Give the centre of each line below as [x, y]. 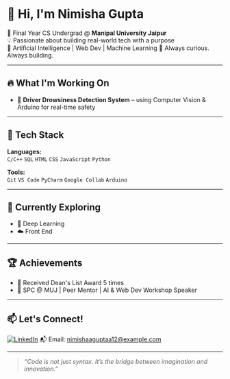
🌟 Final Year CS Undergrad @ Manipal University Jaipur [87, 33]
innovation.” [41, 369]
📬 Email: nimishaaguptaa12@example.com [100, 339]
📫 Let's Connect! [45, 319]
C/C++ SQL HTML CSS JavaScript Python [59, 159]
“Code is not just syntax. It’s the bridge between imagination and [115, 362]
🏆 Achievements [45, 263]
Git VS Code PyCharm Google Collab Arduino [67, 180]
